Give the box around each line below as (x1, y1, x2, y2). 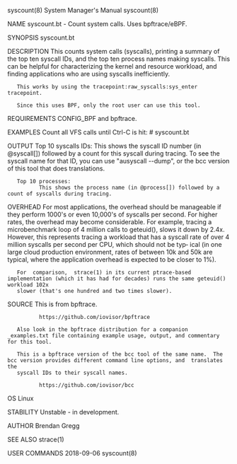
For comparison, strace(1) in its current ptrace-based (16, 269, 192, 276)
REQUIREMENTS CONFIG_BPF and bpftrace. (7, 115, 137, 122)
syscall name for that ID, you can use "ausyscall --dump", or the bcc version (7, 157, 230, 165)
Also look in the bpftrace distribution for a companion (16, 326, 189, 333)
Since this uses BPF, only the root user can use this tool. (16, 102, 201, 109)
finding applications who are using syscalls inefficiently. (7, 70, 170, 78)
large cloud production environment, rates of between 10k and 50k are (7, 248, 213, 256)
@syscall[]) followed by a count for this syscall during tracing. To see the (7, 149, 221, 158)
